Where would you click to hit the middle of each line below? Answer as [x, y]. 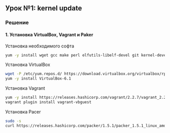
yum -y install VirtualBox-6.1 [38, 79]
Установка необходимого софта [40, 46]
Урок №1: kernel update [44, 8]
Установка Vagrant [25, 88]
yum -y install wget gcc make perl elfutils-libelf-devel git [72, 55]
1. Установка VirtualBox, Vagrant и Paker [49, 34]
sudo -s [13, 121]
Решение [17, 23]
